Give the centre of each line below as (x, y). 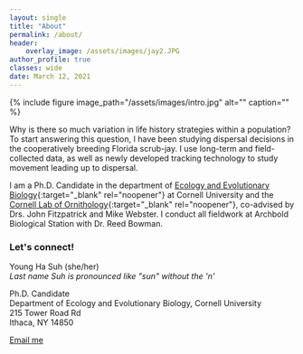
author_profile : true (50, 60)
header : (24, 43)
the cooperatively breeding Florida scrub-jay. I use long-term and (131, 148)
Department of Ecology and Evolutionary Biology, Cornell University (136, 303)
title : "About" (38, 26)
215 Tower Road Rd (45, 313)
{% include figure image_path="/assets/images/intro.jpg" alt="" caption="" (149, 102)
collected (27, 158)
